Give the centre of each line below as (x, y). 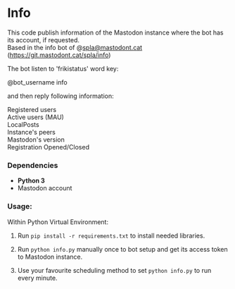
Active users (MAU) (36, 117)
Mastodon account (45, 188)
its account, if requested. (43, 39)
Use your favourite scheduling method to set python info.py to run (114, 270)
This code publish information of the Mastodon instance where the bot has (115, 32)
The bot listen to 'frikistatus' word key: (63, 68)
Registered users (32, 109)
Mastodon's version (36, 140)
